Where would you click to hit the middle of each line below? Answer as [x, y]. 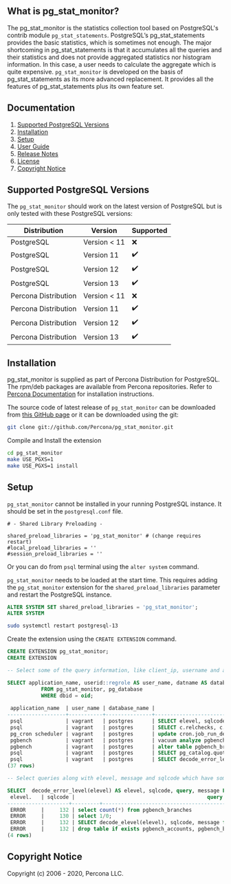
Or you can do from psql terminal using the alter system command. [103, 566]
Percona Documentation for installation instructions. [81, 394]
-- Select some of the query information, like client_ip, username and [113, 670]
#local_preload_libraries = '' [52, 548]
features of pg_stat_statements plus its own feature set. [86, 86]
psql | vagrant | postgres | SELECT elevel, [106, 721]
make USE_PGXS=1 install [43, 466]
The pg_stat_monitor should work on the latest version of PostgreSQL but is [114, 206]
